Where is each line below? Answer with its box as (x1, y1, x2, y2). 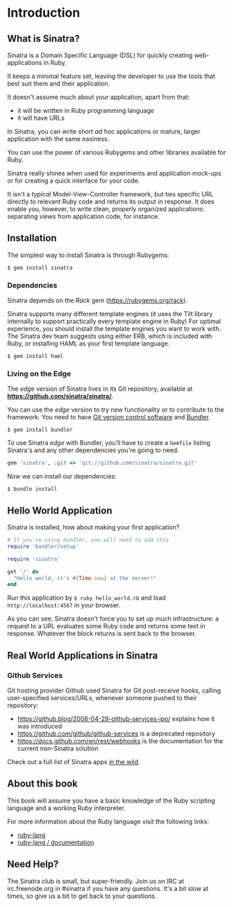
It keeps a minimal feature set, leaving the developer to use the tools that (7, 72, 215, 80)
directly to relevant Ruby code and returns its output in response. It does (7, 197, 215, 206)
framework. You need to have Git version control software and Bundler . (7, 413, 210, 421)
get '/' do (7, 568, 39, 575)
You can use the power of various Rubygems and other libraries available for (7, 148, 226, 156)
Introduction (7, 5, 81, 21)
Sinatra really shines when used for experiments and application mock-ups (7, 169, 222, 177)
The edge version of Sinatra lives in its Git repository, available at (7, 385, 193, 393)
